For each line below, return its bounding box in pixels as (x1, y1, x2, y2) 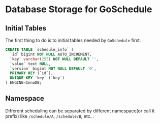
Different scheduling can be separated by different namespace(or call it (5, 108, 155, 114)
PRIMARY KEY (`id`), (10, 71, 53, 76)
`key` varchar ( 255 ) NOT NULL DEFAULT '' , (10, 56, 99, 61)
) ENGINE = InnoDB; (5, 80, 42, 85)
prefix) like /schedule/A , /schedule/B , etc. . (5, 113, 94, 119)
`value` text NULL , (10, 61, 51, 67)
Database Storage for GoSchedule (5, 4, 152, 15)
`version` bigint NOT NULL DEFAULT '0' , (10, 66, 97, 71)
